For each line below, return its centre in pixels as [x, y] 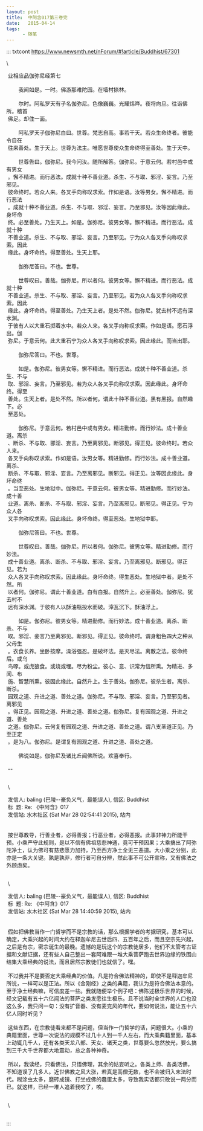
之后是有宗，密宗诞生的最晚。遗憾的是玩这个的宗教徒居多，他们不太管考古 [99, 947]
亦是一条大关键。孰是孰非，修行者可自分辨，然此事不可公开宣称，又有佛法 [99, 858]
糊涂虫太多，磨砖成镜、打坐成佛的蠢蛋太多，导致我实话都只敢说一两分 [104, 1080]
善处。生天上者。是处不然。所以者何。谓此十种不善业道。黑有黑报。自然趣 [100, 399]
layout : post [23, 12]
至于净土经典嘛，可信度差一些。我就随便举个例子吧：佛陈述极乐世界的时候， [101, 991]
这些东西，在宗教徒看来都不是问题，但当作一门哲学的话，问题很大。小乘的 [100, 1028]
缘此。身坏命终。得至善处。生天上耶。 [55, 253]
